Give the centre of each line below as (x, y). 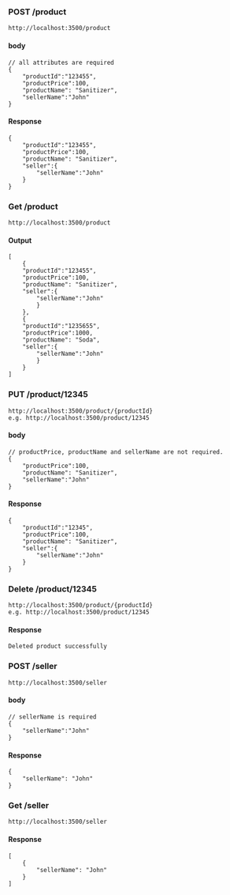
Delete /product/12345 (52, 589)
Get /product (33, 206)
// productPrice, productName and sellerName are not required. (116, 452)
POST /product (37, 12)
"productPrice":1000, (57, 333)
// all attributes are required (61, 62)
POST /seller (33, 667)
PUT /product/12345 (48, 395)
